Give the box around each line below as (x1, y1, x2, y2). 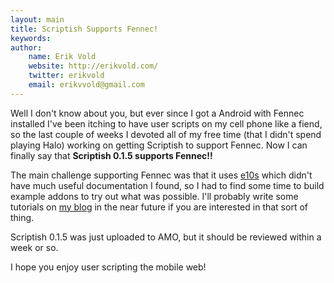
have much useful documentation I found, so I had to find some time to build (10, 179, 325, 191)
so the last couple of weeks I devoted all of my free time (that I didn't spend (10, 128, 322, 140)
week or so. (10, 241, 59, 253)
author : (10, 42, 43, 53)
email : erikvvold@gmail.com (28, 80, 145, 90)
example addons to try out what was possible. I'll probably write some (10, 190, 299, 202)
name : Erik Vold (28, 52, 97, 62)
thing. (10, 211, 35, 223)
